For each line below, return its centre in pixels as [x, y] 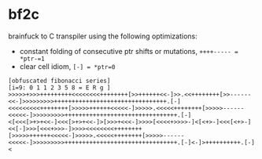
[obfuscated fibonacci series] [59, 81]
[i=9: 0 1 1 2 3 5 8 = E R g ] [59, 88]
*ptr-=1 [32, 59]
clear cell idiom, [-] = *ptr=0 [67, 66]
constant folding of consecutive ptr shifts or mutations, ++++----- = [129, 51]
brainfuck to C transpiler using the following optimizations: [103, 36]
